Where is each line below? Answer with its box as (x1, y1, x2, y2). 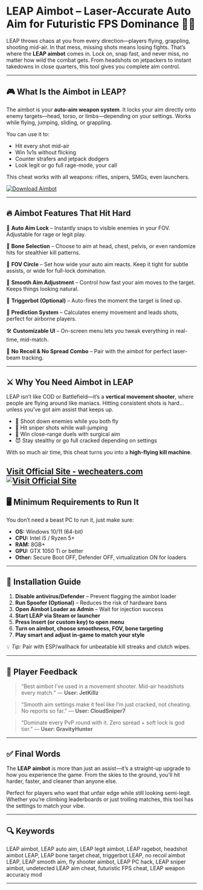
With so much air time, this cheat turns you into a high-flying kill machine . (6, 449, 192, 456)
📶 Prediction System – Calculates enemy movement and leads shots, (6, 309, 179, 316)
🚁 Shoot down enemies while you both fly (14, 417, 119, 425)
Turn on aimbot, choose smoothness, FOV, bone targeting (14, 625, 163, 632)
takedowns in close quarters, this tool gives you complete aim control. (6, 62, 181, 70)
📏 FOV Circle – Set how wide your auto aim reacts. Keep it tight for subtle (6, 260, 188, 267)
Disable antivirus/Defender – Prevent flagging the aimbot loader (14, 593, 177, 600)
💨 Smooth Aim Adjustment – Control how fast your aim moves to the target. (6, 278, 195, 286)
